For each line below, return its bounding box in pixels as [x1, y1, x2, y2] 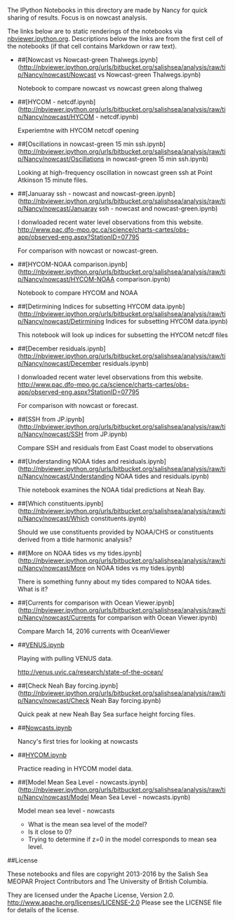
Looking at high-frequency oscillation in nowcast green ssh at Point [17, 169, 213, 176]
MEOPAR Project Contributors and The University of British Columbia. [7, 877, 208, 886]
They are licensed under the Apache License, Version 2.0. [7, 891, 175, 899]
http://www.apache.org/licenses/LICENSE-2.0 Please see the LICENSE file [7, 898, 222, 907]
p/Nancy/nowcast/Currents [17, 614, 96, 622]
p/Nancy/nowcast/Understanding [17, 472, 114, 480]
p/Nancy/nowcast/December [17, 360, 102, 367]
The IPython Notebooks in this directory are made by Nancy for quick [7, 6, 208, 14]
